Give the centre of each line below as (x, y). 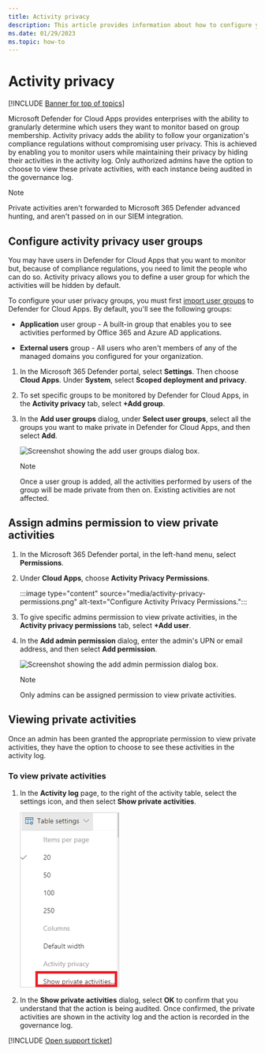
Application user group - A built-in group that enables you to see (125, 324)
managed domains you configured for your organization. (111, 356)
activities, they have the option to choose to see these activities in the (121, 747)
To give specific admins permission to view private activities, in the (129, 617)
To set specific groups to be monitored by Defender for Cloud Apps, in (134, 395)
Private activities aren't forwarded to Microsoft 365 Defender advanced (124, 208)
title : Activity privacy (49, 17)
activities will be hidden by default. (65, 285)
